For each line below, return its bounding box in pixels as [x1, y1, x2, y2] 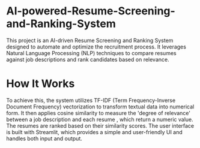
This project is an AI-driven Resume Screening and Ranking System [6, 37, 174, 44]
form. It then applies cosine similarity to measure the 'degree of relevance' [6, 109, 191, 116]
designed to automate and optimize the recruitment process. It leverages [6, 43, 186, 50]
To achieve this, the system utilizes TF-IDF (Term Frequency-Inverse [6, 96, 176, 104]
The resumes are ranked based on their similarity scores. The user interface [6, 122, 195, 129]
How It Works [6, 77, 75, 90]
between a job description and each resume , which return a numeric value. [6, 116, 193, 123]
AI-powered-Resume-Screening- [6, 4, 175, 18]
